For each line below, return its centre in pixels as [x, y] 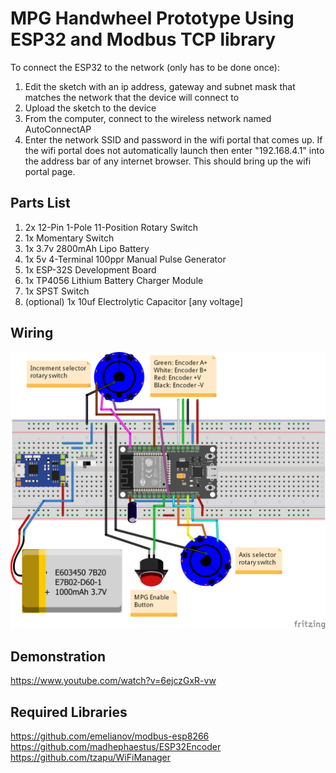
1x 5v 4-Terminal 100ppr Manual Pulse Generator [125, 259]
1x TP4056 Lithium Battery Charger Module [114, 280]
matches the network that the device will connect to [132, 97]
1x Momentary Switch [69, 238]
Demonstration [58, 656]
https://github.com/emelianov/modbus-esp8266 [110, 736]
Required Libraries [69, 712]
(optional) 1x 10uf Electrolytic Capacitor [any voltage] [133, 301]
